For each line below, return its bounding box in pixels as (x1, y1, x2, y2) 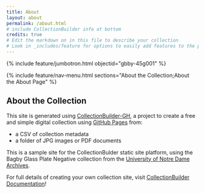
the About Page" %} (6, 78, 57, 86)
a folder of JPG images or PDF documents (15, 137, 122, 144)
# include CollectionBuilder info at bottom (6, 26, 121, 32)
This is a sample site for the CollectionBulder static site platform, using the (6, 148, 193, 156)
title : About (6, 9, 40, 15)
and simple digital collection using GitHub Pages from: (6, 118, 143, 126)
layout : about (6, 15, 43, 21)
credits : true (6, 32, 43, 38)
